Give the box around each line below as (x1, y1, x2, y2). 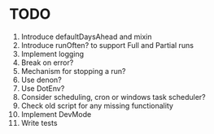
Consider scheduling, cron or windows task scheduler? (20, 92, 206, 102)
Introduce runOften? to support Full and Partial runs (20, 40, 194, 50)
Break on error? (20, 58, 74, 67)
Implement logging (20, 49, 85, 58)
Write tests (20, 118, 58, 128)
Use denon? (20, 75, 62, 84)
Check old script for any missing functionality (20, 101, 174, 110)
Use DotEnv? (20, 83, 65, 93)
